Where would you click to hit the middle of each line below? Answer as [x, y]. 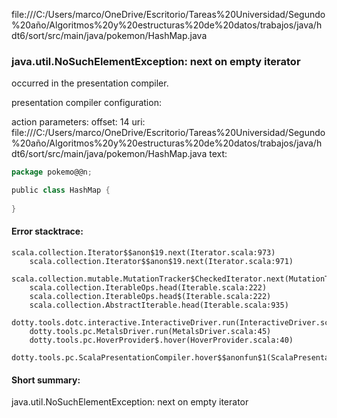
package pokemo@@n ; [52, 172]
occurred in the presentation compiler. [90, 83]
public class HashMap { [61, 190]
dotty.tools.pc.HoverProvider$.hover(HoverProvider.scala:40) [161, 340]
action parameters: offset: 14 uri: [78, 122]
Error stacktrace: [47, 231]
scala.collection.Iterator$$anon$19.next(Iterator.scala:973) [143, 253]
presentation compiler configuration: [86, 103]
